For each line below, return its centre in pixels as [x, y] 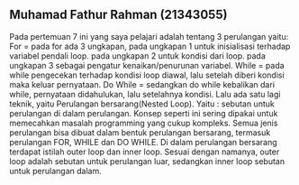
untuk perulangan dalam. [55, 171]
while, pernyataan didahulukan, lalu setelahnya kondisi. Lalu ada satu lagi [145, 94]
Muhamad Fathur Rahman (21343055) [118, 15]
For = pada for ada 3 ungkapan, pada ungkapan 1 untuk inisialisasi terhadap [150, 46]
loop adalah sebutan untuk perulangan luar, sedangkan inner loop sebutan [147, 161]
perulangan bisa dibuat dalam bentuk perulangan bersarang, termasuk [140, 132]
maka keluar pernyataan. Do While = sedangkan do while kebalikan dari [142, 84]
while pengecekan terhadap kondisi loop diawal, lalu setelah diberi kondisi [147, 75]
